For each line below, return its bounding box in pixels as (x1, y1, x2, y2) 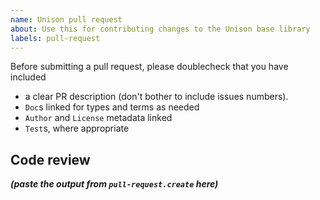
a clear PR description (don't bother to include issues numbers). (24, 91, 289, 103)
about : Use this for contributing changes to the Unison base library (10, 24, 311, 34)
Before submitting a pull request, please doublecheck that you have (10, 61, 289, 73)
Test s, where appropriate (24, 122, 130, 135)
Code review (10, 151, 91, 168)
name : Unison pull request (10, 14, 123, 25)
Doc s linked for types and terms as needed (24, 101, 200, 113)
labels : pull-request (10, 33, 101, 43)
